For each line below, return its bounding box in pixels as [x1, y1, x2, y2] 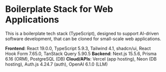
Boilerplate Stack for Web [5, 3, 114, 15]
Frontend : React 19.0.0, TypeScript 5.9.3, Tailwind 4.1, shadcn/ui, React [5, 45, 151, 51]
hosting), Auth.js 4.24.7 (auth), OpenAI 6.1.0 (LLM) [5, 61, 108, 67]
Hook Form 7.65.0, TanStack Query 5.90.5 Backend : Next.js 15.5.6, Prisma [5, 51, 157, 57]
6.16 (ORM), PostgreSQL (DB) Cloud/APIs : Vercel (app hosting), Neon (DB [5, 56, 157, 62]
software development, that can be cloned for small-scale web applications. [5, 36, 162, 42]
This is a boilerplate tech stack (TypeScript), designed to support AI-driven [5, 30, 159, 36]
